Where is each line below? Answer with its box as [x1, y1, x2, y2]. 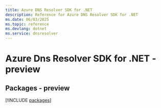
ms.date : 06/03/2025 [5, 17, 50, 22]
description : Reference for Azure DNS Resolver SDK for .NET [5, 12, 139, 17]
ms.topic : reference [5, 21, 50, 27]
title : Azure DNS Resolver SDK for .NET [5, 7, 93, 13]
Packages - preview [5, 84, 70, 92]
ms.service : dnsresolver [5, 31, 58, 36]
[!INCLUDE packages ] [5, 97, 52, 103]
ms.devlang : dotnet [5, 26, 47, 31]
